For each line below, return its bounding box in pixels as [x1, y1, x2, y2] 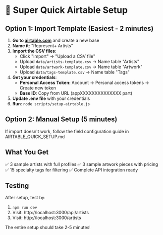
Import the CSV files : [12, 48, 56, 54]
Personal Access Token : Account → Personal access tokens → [19, 79, 150, 85]
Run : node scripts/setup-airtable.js [12, 101, 90, 106]
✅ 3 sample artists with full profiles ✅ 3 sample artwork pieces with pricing [5, 161, 159, 167]
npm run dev [12, 205, 37, 210]
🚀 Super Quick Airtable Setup [5, 4, 128, 16]
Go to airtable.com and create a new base [12, 37, 100, 43]
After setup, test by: [5, 195, 46, 201]
